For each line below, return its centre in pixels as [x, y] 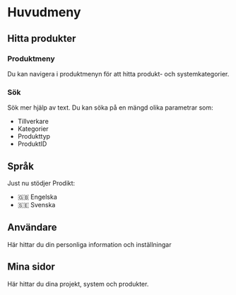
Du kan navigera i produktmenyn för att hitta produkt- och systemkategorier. [118, 74]
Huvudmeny [44, 12]
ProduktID [32, 144]
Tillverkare [33, 122]
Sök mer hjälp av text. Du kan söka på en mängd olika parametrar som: [110, 108]
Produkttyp [34, 137]
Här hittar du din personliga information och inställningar [89, 244]
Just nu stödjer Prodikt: [41, 183]
